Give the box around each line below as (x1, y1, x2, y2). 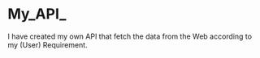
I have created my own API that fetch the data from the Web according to (7, 31, 253, 41)
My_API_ (7, 5, 67, 23)
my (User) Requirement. (7, 39, 88, 49)
